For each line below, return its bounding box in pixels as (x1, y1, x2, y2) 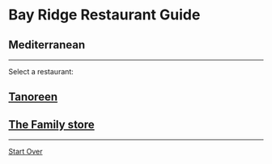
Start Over (8, 147, 43, 157)
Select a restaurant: (8, 67, 74, 76)
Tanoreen (8, 90, 58, 104)
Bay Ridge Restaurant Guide (8, 6, 201, 24)
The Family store (8, 117, 95, 131)
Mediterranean (8, 38, 86, 52)
